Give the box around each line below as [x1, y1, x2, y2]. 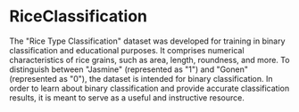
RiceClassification [9, 6, 148, 27]
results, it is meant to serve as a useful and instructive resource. [9, 92, 245, 103]
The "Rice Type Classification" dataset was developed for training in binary [9, 36, 286, 46]
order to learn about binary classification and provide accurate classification [9, 83, 290, 93]
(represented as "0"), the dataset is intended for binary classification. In [9, 73, 274, 84]
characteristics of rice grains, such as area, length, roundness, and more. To [9, 54, 290, 65]
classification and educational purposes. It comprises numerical [9, 44, 245, 55]
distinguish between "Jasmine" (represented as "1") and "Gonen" [9, 64, 248, 75]
